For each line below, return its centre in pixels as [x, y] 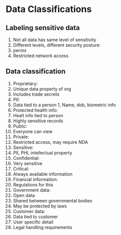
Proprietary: [25, 83]
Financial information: [35, 179]
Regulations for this [33, 184]
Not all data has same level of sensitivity [55, 40]
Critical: [21, 168]
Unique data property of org [42, 89]
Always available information [43, 174]
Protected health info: [35, 110]
